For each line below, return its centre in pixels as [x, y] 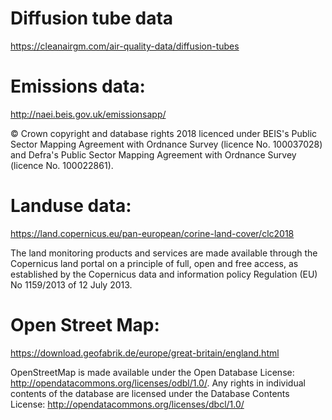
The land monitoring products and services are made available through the [164, 253]
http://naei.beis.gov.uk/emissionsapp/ [88, 114]
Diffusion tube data [92, 18]
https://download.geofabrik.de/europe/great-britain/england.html [145, 353]
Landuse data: [71, 206]
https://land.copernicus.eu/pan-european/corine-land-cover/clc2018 [152, 233]
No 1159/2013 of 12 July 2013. [71, 284]
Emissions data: [78, 86]
